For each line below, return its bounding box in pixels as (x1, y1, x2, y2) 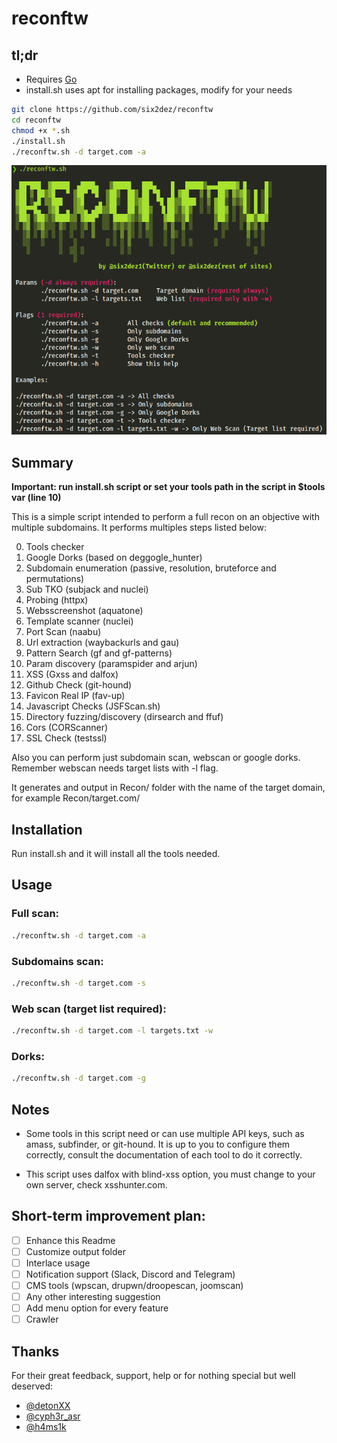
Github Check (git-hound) (25, 679, 133, 691)
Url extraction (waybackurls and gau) (25, 637, 180, 649)
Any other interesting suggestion (25, 1291, 161, 1303)
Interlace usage (25, 1257, 91, 1269)
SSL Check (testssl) (25, 732, 108, 744)
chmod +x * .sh (11, 125, 71, 136)
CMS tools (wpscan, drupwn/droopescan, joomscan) (25, 1280, 244, 1292)
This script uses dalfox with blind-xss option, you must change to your (25, 1168, 316, 1180)
